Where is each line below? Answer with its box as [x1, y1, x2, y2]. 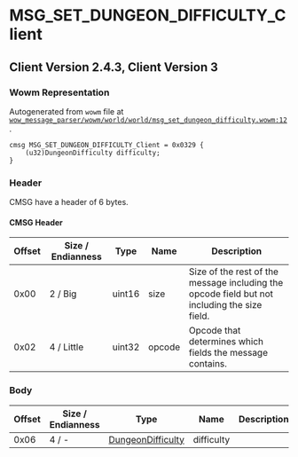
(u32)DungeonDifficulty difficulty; [25, 148, 161, 157]
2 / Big [49, 288, 77, 300]
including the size [189, 299, 263, 311]
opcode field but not [189, 288, 273, 300]
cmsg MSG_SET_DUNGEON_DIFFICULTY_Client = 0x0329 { [9, 140, 204, 149]
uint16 [112, 288, 140, 300]
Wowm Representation [9, 86, 110, 98]
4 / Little [49, 341, 84, 353]
